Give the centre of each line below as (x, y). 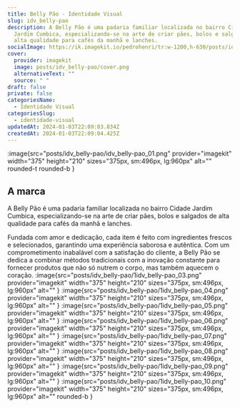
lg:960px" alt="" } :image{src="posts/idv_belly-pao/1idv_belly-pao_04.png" (118, 290)
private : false (30, 93)
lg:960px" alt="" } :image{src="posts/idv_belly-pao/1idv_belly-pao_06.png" (118, 321)
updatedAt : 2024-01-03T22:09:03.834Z (64, 127)
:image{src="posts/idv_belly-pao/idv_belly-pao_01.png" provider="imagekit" (120, 153)
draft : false (27, 87)
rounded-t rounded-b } (41, 169)
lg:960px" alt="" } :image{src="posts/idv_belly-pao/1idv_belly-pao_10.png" (117, 382)
